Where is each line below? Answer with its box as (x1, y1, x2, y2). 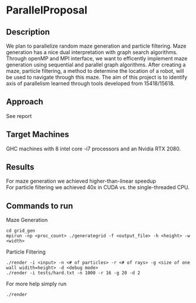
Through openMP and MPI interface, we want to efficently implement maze (6, 55, 188, 62)
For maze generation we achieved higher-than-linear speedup (6, 177, 157, 185)
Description (6, 27, 50, 37)
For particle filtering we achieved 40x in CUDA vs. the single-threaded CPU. (6, 184, 190, 191)
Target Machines (6, 130, 69, 140)
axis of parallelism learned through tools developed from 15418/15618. (6, 80, 175, 87)
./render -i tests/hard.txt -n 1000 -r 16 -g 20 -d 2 (6, 270, 141, 276)
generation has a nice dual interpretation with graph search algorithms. (6, 49, 178, 56)
